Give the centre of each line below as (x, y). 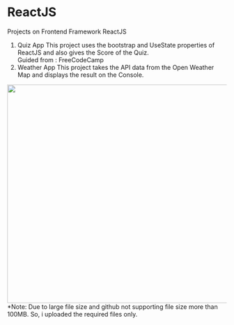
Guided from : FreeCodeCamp (61, 59)
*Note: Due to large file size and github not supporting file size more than (112, 306)
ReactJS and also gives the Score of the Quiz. (83, 52)
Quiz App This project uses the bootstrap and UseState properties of (116, 45)
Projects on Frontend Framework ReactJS (67, 31)
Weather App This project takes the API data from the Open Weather (116, 67)
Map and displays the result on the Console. (80, 75)
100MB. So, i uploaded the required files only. (72, 314)
